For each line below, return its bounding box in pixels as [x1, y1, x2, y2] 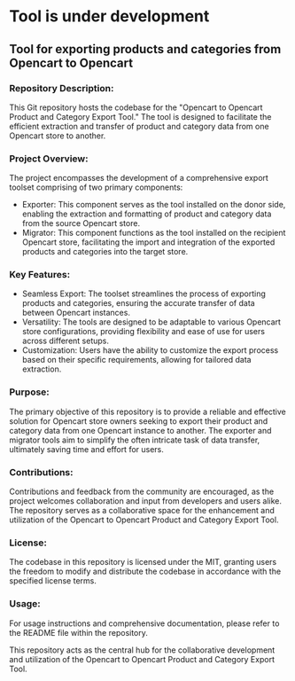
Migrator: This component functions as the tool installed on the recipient [21, 228, 286, 239]
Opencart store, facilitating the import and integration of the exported [21, 237, 276, 247]
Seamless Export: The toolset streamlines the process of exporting [21, 288, 266, 299]
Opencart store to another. [9, 130, 106, 141]
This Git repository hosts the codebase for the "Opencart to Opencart [9, 102, 263, 113]
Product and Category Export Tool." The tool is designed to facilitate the [9, 111, 272, 121]
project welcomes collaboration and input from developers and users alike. [9, 496, 282, 506]
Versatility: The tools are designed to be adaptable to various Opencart [21, 317, 282, 327]
